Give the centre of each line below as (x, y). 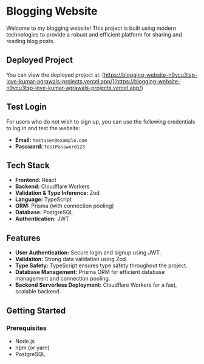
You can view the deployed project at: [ (55, 75)
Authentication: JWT (42, 219)
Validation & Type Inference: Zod (57, 193)
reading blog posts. (31, 41)
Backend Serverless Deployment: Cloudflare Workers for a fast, (96, 285)
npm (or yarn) (32, 348)
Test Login (27, 107)
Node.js (25, 341)
